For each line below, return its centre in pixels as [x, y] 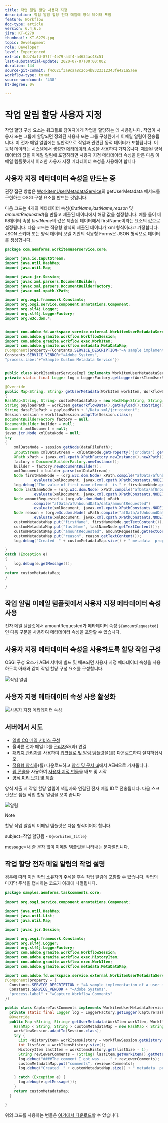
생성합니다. [21, 240]
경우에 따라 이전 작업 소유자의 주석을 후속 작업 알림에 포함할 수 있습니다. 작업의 [82, 877]
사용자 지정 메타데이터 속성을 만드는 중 [60, 178]
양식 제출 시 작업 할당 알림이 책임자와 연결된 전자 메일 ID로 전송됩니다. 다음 [78, 788]
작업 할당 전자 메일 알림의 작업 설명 [55, 864]
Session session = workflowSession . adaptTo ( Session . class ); [69, 415]
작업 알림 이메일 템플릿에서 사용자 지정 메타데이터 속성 [83, 604]
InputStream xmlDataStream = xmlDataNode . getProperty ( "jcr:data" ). [86, 452]
